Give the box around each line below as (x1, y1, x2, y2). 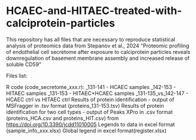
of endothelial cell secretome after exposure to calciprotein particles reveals (6, 48, 191, 55)
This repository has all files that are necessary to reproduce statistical (6, 36, 175, 43)
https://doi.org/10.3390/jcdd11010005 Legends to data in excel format (6, 121, 175, 128)
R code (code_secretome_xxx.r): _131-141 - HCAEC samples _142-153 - (6, 83, 177, 90)
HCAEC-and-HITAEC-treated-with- (6, 4, 182, 18)
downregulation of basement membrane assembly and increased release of (6, 54, 190, 62)
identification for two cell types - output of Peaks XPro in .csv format (6, 108, 173, 115)
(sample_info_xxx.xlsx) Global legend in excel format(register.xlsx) (6, 127, 167, 134)
